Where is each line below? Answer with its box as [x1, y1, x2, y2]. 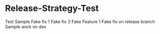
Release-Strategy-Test [5, 3, 99, 14]
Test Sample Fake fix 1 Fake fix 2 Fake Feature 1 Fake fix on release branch [5, 19, 155, 24]
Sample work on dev [5, 23, 46, 29]
